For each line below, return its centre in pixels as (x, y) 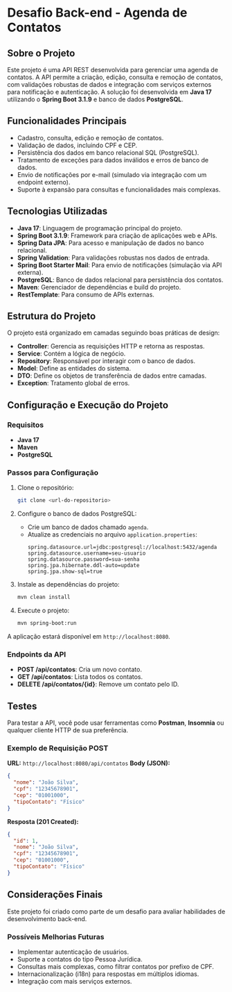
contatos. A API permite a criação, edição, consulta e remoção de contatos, (115, 77)
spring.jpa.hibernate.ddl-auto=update (83, 566)
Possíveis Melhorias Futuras (56, 936)
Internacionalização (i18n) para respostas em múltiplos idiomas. (108, 974)
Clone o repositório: (45, 488)
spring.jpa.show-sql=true (65, 572)
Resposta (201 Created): (43, 821)
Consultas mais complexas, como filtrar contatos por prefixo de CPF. (116, 966)
